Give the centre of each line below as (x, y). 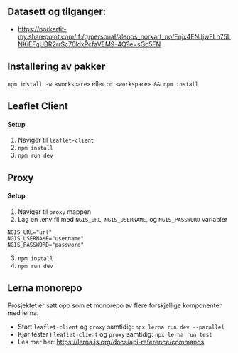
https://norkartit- (42, 29)
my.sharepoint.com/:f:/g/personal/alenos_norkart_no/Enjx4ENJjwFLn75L (124, 36)
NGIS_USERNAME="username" (45, 238)
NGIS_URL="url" (30, 232)
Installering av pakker (56, 67)
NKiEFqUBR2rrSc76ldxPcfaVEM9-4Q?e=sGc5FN (89, 44)
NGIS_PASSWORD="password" (45, 245)
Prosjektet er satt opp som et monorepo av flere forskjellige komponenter (115, 305)
